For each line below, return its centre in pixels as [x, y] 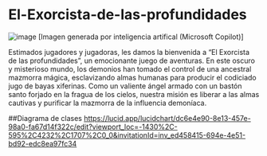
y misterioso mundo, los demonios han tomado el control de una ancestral [130, 68]
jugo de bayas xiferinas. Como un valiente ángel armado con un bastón [125, 86]
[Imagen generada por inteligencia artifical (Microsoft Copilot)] [141, 37]
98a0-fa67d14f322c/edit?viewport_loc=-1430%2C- [93, 127]
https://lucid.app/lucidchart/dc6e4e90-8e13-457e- [167, 118]
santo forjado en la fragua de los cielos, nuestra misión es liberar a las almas [134, 94]
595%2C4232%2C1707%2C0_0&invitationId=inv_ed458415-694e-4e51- [127, 135]
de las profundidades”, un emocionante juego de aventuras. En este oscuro [132, 60]
